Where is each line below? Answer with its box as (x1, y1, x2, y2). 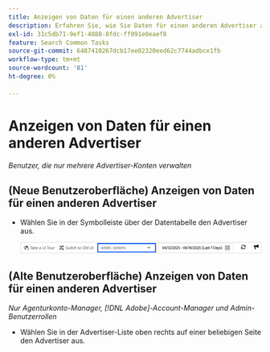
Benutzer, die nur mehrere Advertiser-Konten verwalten (8, 160, 192, 170)
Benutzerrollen (8, 312, 58, 321)
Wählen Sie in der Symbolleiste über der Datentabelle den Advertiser (19, 217, 247, 227)
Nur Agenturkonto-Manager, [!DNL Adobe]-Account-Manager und (8, 303, 229, 313)
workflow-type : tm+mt (8, 56, 81, 64)
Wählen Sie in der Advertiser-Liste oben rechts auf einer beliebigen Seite (19, 327, 262, 338)
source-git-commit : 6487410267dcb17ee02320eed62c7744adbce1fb (8, 47, 221, 56)
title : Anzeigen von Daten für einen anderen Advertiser (8, 13, 203, 21)
